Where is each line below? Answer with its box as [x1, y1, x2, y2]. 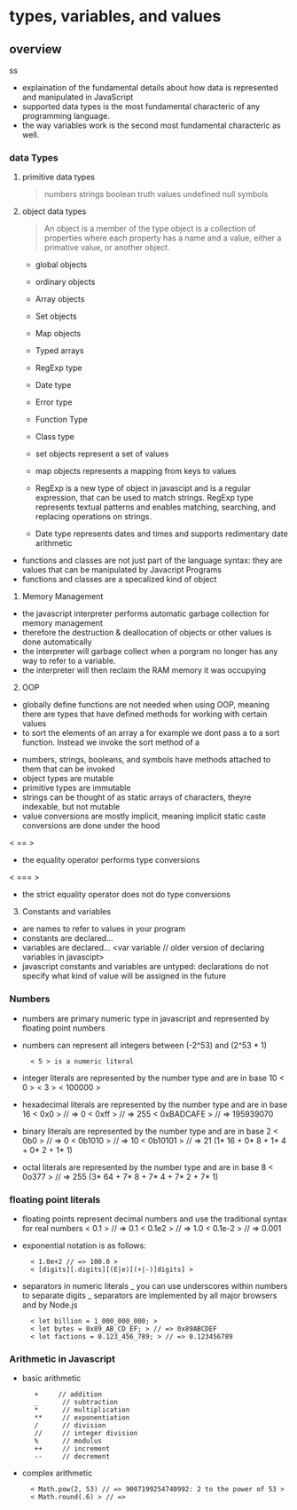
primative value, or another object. [43, 242, 170, 253]
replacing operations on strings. [35, 511, 152, 522]
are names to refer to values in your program [21, 923, 186, 934]
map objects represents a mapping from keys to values [35, 466, 237, 477]
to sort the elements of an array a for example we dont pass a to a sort [21, 728, 280, 739]
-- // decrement [34, 1452, 111, 1461]
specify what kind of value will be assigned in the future [21, 970, 227, 982]
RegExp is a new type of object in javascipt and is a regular [35, 483, 251, 494]
